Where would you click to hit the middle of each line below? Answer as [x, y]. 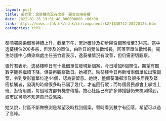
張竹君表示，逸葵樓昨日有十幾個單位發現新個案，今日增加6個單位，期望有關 [82, 66]
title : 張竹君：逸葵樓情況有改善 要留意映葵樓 [48, 14]
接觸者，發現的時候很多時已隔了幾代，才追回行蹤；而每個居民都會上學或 [83, 84]
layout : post [19, 10]
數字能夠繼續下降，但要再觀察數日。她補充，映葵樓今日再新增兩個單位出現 [81, 72]
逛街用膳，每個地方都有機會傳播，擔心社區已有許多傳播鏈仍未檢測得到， [87, 91]
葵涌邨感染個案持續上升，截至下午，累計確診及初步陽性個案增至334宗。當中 [83, 43]
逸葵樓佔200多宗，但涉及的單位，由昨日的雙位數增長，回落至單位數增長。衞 [83, 49]
